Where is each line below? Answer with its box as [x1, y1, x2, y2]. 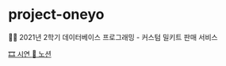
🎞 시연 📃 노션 [8, 49, 52, 58]
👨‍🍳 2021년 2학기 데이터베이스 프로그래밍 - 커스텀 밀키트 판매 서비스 [8, 32, 218, 42]
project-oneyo [8, 5, 105, 24]
